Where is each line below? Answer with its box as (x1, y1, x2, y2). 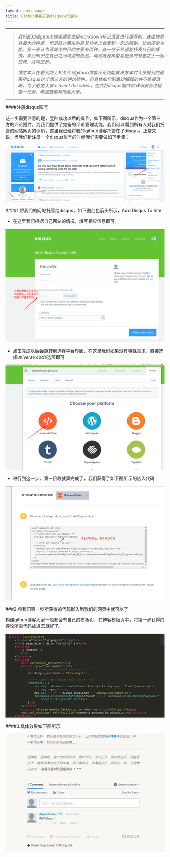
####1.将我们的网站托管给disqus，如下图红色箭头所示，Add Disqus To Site (5, 207, 162, 213)
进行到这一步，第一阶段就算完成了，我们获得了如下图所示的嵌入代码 (12, 475, 155, 481)
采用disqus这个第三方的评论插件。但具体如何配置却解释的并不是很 (17, 76, 156, 82)
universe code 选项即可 (17, 354, 65, 360)
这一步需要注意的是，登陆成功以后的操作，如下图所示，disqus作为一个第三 (5, 115, 161, 121)
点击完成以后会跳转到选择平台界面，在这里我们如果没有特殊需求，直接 (12, 348, 159, 354)
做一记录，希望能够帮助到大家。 (17, 89, 84, 95)
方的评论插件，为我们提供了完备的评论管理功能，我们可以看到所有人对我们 (5, 121, 160, 127)
